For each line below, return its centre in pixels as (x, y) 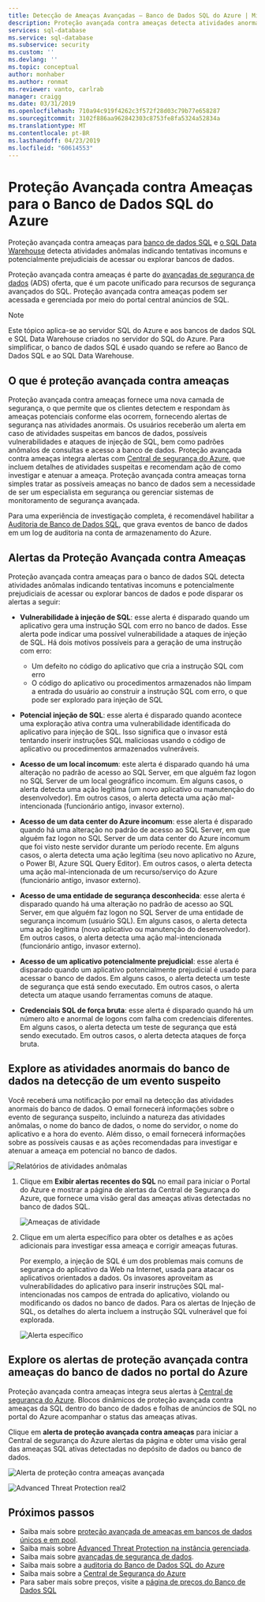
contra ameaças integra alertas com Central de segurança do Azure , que (127, 459)
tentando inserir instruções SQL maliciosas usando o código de (123, 740)
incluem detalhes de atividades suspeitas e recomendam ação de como (125, 467)
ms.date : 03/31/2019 (42, 104)
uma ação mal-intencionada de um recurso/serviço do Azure (119, 872)
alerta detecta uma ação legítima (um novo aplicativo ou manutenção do (137, 789)
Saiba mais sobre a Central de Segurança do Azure (103, 1574)
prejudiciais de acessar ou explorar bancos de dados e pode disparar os (126, 593)
